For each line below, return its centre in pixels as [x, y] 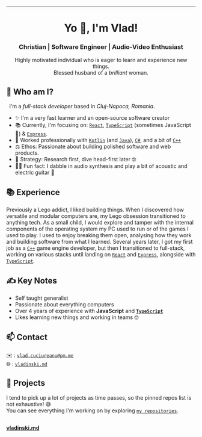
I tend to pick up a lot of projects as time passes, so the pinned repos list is [99, 397]
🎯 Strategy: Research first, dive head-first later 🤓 [75, 160]
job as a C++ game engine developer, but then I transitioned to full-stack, [96, 248]
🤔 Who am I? [30, 92]
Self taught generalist [41, 298]
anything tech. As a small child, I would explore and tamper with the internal [100, 223]
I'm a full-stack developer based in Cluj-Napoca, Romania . [82, 107]
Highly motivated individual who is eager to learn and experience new [101, 60]
